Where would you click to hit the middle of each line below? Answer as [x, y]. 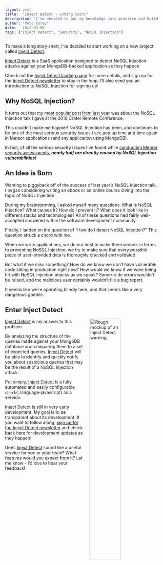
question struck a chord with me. [38, 235]
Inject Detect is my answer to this [39, 322]
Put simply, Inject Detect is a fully [39, 382]
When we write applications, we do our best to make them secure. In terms [81, 244]
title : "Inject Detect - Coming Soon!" [47, 14]
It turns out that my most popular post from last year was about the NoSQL [80, 113]
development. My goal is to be [35, 412]
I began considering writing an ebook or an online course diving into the [77, 190]
